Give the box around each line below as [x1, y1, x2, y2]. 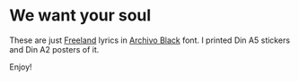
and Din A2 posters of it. [9, 44, 100, 54]
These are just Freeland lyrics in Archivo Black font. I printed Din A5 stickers [9, 35, 290, 45]
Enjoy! [9, 61, 33, 72]
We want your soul [9, 5, 152, 26]
